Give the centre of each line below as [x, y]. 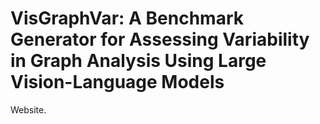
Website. [28, 109]
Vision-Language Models [117, 82]
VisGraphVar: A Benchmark [127, 18]
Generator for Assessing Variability [160, 39]
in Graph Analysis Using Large [138, 61]
